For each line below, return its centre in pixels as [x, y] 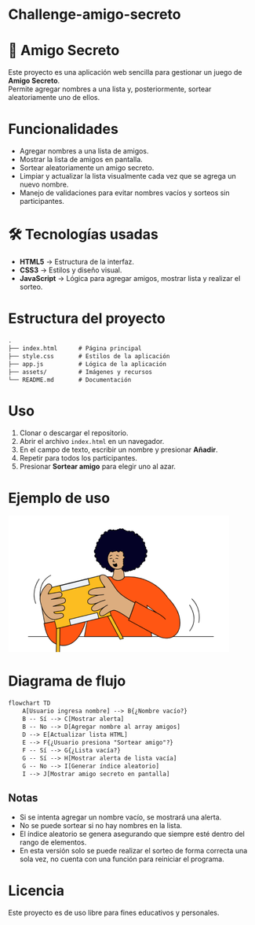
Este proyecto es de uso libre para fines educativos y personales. [114, 912]
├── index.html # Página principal [75, 348]
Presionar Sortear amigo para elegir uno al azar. [98, 466]
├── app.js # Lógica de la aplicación [87, 364]
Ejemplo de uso [59, 498]
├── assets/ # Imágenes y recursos [80, 372]
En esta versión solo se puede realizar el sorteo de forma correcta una [133, 850]
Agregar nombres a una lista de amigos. [84, 151]
